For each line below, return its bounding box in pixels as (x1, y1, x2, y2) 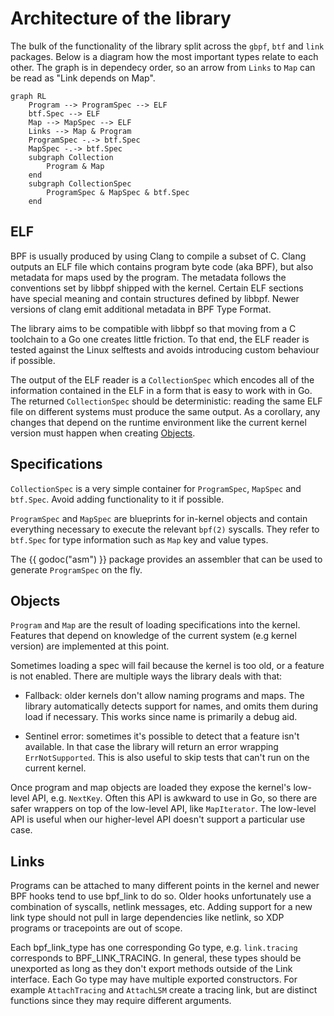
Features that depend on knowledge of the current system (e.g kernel (10, 630, 297, 642)
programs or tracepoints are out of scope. (10, 922, 183, 934)
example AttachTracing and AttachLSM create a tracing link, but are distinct (10, 984, 318, 996)
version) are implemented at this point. (10, 640, 170, 652)
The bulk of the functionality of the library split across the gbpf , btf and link (10, 40, 325, 52)
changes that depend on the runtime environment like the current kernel (10, 416, 307, 428)
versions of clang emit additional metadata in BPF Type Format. (10, 303, 272, 315)
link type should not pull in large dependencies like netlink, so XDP (10, 912, 285, 924)
